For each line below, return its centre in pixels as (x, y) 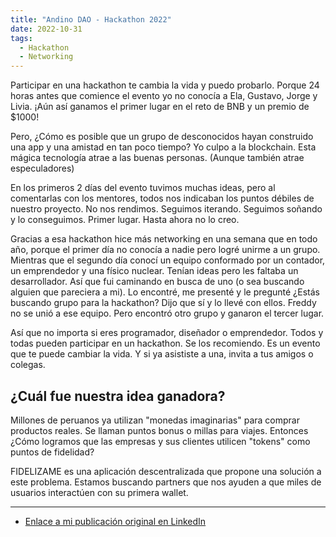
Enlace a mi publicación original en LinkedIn (115, 521)
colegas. (28, 365)
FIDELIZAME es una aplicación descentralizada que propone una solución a (166, 471)
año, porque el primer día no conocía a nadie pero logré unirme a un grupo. (165, 250)
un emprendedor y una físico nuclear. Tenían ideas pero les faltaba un (154, 271)
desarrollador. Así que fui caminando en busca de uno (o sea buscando (157, 282)
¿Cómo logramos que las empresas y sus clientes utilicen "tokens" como (160, 441)
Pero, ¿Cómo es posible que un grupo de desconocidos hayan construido (162, 137)
